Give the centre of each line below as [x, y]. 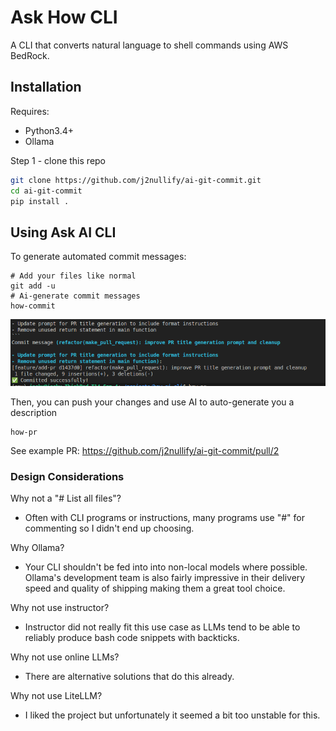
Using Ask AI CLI [63, 232]
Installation [46, 87]
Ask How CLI [64, 17]
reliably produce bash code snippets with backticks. [132, 638]
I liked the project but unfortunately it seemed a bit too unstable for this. [172, 715]
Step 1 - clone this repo [58, 160]
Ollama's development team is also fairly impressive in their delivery [165, 578]
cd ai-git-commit [46, 191]
